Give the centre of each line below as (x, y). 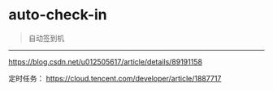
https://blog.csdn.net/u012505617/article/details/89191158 (106, 61)
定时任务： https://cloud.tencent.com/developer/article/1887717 (115, 78)
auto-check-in (58, 15)
